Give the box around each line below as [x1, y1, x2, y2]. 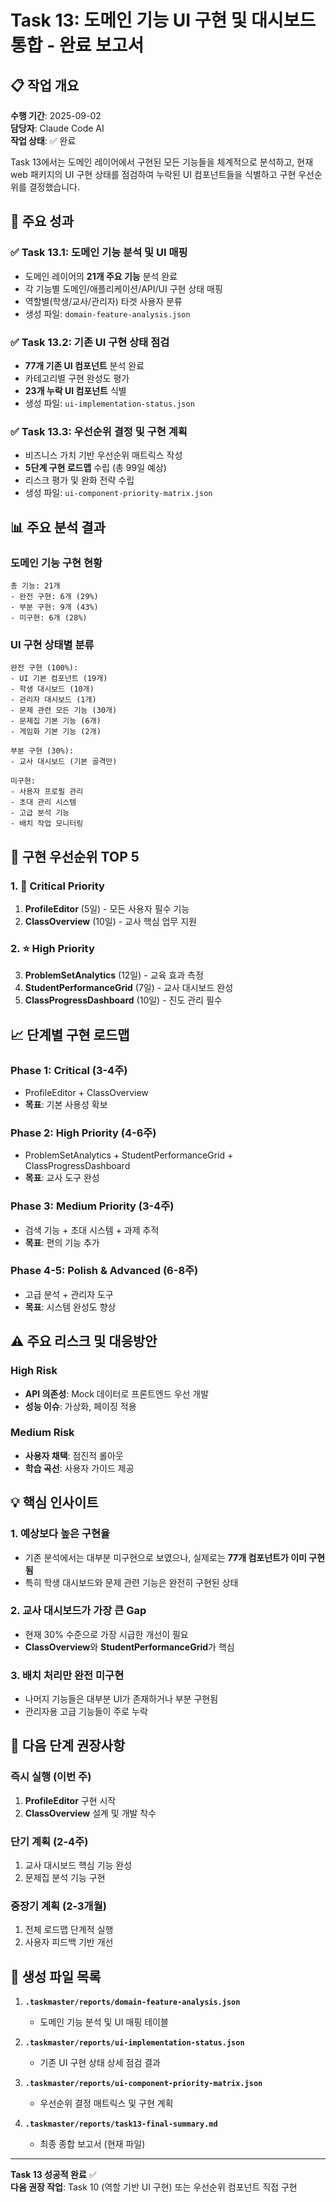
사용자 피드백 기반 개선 [24, 1936, 114, 1948]
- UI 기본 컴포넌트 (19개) [10, 674, 108, 684]
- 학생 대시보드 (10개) [10, 684, 95, 695]
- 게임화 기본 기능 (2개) [10, 727, 102, 737]
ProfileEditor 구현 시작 [24, 1794, 117, 1806]
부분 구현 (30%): [10, 746, 75, 756]
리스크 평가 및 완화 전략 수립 [24, 474, 135, 486]
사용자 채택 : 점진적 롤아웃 [24, 1449, 124, 1461]
